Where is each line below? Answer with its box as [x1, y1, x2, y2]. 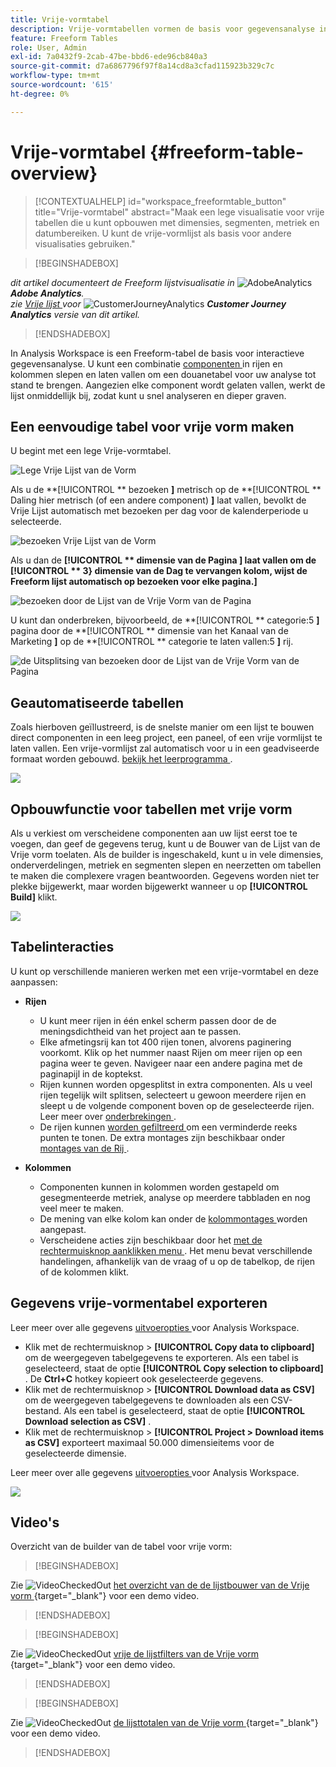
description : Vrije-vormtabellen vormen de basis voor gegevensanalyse [10, 24, 315, 34]
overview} [10, 162, 98, 185]
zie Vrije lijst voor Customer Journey [10, 297, 287, 310]
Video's [10, 1514, 60, 1531]
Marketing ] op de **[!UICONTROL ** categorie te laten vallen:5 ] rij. [10, 636, 294, 648]
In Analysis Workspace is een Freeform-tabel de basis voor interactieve [10, 347, 305, 359]
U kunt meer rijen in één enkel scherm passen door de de [39, 1014, 277, 1026]
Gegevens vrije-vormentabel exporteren [10, 1295, 268, 1312]
